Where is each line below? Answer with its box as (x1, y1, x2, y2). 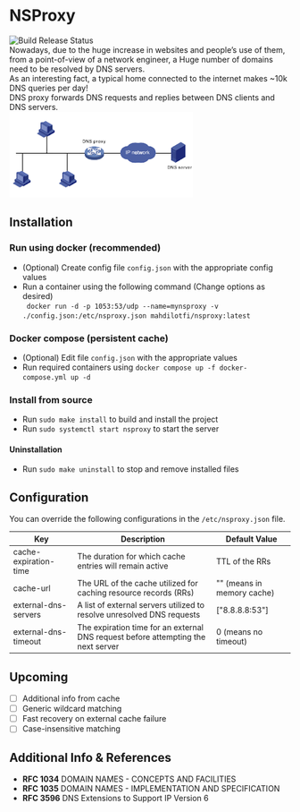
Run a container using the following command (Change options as (21, 281, 266, 292)
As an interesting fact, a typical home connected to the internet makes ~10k (9, 73, 288, 83)
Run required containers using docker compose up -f (21, 362, 216, 372)
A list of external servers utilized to (77, 600, 205, 611)
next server (77, 641, 120, 652)
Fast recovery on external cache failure (21, 714, 167, 724)
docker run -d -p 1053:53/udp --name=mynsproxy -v (26, 302, 219, 311)
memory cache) (215, 587, 275, 598)
